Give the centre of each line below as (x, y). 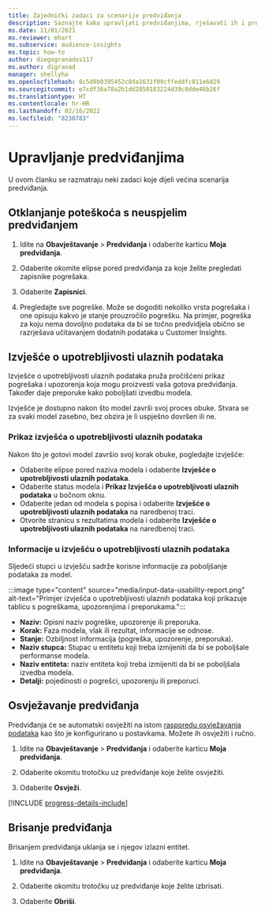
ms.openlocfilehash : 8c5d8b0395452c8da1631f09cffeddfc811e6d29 (114, 81)
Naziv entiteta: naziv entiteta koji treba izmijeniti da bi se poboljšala (130, 664)
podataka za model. (40, 575)
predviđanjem (43, 225)
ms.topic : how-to (37, 52)
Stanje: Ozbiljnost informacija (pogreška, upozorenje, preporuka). (127, 639)
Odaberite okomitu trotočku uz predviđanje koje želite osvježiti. (122, 772)
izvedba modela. (47, 672)
